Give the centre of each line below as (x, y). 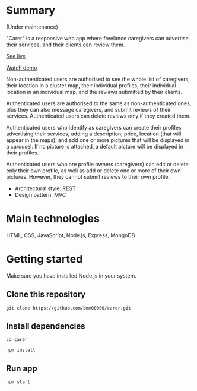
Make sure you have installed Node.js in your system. (71, 275)
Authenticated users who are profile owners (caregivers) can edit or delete (97, 164)
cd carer (17, 340)
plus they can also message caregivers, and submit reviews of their (88, 109)
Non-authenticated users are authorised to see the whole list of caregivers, (98, 79)
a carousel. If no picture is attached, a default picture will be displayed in (95, 146)
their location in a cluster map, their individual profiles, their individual (91, 85)
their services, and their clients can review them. (66, 45)
